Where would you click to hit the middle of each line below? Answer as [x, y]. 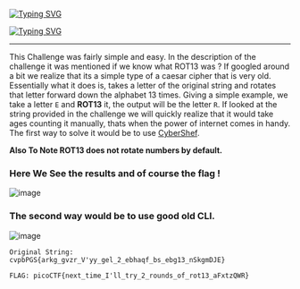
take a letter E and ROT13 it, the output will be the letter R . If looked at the [143, 104]
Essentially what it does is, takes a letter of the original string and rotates [143, 85]
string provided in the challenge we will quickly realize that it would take [142, 114]
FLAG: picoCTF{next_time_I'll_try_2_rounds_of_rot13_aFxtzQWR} [129, 276]
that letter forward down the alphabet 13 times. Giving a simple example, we [149, 95]
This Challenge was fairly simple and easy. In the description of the [133, 57]
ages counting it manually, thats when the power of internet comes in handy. [150, 123]
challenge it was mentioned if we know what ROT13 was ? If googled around [150, 66]
